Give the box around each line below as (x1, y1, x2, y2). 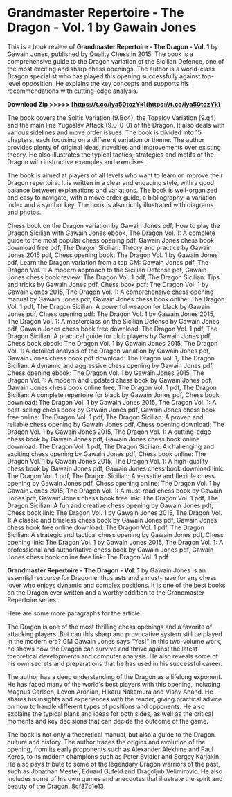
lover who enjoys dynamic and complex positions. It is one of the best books (7, 581, 226, 589)
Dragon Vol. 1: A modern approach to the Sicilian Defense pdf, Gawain (7, 265, 207, 274)
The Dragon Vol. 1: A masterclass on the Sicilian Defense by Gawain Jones (7, 317, 220, 325)
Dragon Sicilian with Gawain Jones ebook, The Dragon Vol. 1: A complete (7, 229, 216, 237)
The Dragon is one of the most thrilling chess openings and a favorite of (7, 622, 213, 631)
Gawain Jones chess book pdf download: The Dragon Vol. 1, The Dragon (7, 353, 215, 362)
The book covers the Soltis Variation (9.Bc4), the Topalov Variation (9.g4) (7, 113, 217, 122)
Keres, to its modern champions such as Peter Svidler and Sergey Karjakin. (7, 752, 221, 760)
